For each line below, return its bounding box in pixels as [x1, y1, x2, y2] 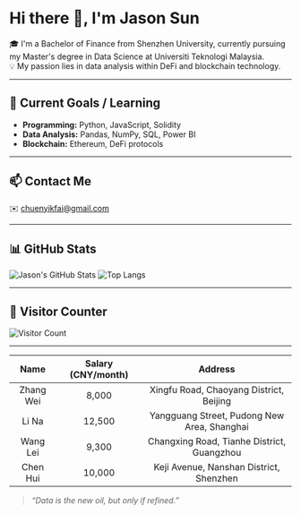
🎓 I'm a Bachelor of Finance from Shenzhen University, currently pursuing [9, 38, 286, 48]
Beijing [202, 395, 231, 407]
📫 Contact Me [9, 174, 92, 189]
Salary [84, 357, 114, 370]
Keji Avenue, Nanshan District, [153, 461, 280, 474]
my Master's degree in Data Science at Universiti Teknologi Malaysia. [9, 51, 265, 62]
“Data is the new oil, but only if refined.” [30, 495, 179, 506]
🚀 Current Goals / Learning [9, 96, 161, 111]
